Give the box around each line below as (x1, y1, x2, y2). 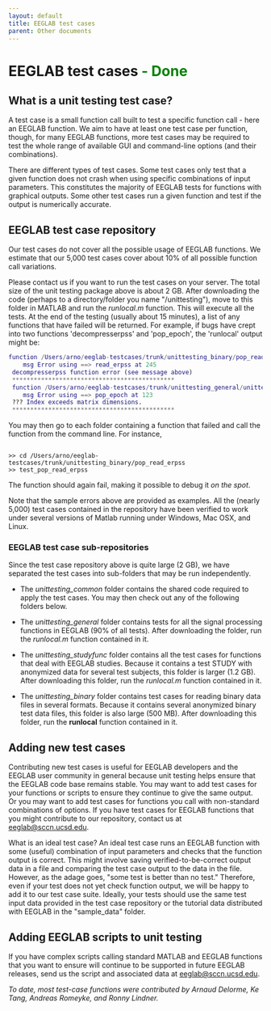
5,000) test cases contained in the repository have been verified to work (8, 505, 248, 514)
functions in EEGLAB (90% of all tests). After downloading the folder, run (19, 626, 262, 636)
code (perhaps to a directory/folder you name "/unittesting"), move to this (8, 294, 253, 304)
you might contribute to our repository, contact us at (8, 814, 182, 823)
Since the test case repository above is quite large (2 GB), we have (8, 560, 230, 570)
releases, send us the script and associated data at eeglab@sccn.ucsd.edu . (8, 969, 261, 979)
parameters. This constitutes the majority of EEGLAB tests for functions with (8, 183, 262, 192)
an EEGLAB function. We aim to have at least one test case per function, (8, 124, 248, 133)
